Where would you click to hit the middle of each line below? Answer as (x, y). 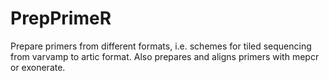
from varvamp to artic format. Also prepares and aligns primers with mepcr (165, 56)
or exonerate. (38, 67)
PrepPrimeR (61, 18)
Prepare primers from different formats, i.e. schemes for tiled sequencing (161, 46)
